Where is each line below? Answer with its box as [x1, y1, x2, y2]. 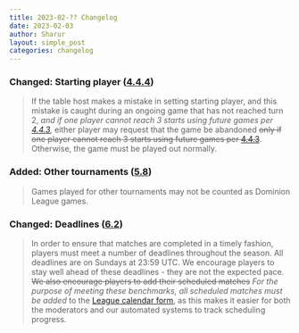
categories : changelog [9, 46, 94, 55]
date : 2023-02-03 [9, 21, 74, 30]
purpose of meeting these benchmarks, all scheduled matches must [30, 286, 283, 296]
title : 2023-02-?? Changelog [9, 12, 118, 22]
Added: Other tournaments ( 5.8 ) [9, 166, 153, 179]
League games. [30, 196, 89, 206]
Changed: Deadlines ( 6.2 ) [9, 218, 123, 230]
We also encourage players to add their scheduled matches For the [30, 276, 278, 287]
